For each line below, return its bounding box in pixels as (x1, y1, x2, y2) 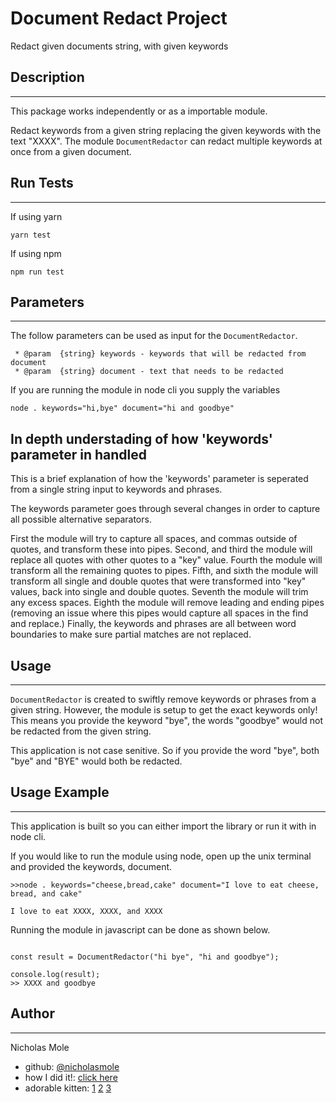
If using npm (10, 247, 62, 259)
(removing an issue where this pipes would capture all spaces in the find (10, 607, 309, 619)
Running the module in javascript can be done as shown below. (10, 923, 271, 936)
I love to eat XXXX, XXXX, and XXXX (10, 906, 163, 916)
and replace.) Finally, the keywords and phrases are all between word (10, 618, 297, 630)
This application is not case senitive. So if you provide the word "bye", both (10, 745, 320, 756)
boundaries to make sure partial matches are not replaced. (10, 628, 252, 641)
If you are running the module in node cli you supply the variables (10, 384, 281, 396)
